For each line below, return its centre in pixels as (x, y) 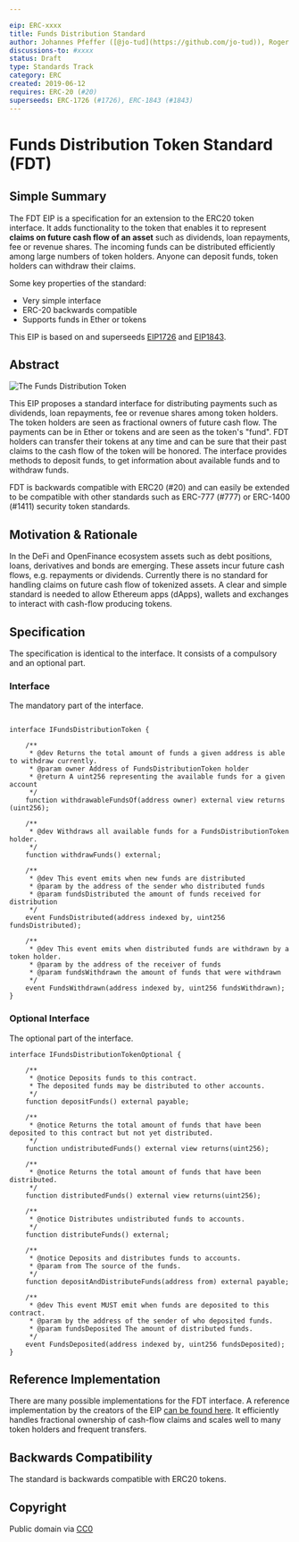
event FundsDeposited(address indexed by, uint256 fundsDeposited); (155, 1344)
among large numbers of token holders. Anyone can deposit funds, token (144, 256)
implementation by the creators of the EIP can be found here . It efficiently (144, 1410)
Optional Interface (50, 1018)
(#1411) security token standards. (70, 507)
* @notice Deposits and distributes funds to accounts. (135, 1258)
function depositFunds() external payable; (108, 1102)
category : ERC (36, 76)
